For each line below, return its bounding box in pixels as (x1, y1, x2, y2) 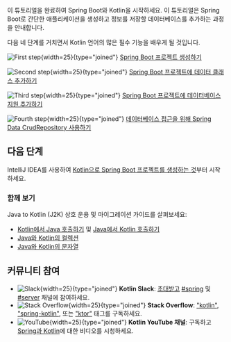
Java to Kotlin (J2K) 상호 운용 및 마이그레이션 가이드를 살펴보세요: (7, 211, 187, 219)
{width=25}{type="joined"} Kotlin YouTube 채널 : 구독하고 (49, 318, 212, 326)
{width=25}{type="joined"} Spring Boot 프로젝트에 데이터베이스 (42, 91, 221, 99)
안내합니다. (14, 24, 45, 31)
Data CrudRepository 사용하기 (7, 124, 92, 131)
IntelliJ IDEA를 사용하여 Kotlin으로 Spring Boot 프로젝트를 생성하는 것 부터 (7, 165, 208, 174)
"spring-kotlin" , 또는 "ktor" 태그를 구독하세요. (17, 309, 142, 318)
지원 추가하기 (7, 100, 43, 108)
